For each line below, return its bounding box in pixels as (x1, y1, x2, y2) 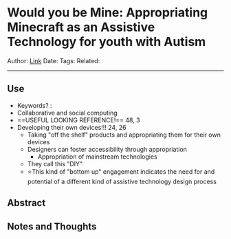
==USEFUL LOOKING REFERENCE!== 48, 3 (16, 115, 140, 124)
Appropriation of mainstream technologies (37, 152, 157, 161)
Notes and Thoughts (7, 220, 97, 232)
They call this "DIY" (27, 159, 83, 168)
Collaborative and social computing (16, 109, 118, 117)
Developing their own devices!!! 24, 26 (16, 123, 126, 131)
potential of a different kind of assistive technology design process (27, 177, 217, 185)
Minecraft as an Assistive (7, 19, 155, 35)
